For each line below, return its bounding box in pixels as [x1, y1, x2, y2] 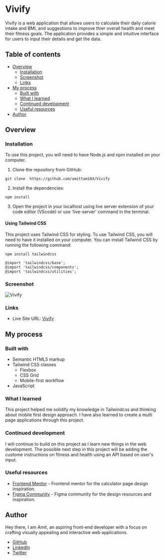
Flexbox [19, 367, 36, 373]
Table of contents [5, 50, 61, 59]
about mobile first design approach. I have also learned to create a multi [5, 412, 153, 418]
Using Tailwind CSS [5, 220, 47, 226]
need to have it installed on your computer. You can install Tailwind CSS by [5, 237, 158, 243]
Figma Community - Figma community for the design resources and [12, 491, 152, 497]
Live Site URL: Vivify [12, 315, 54, 322]
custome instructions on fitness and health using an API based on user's [5, 451, 154, 457]
